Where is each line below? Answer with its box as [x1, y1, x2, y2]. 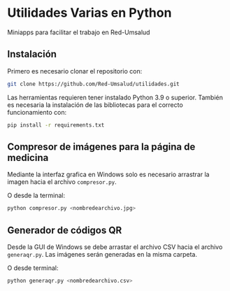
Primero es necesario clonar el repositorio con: [7, 66, 143, 75]
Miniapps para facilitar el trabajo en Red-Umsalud [7, 28, 150, 36]
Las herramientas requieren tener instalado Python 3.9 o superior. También [7, 93, 224, 101]
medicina [7, 152, 49, 164]
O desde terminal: [7, 264, 59, 272]
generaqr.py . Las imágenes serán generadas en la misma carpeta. [7, 250, 198, 258]
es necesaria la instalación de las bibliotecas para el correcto [7, 100, 183, 109]
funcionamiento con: [7, 108, 67, 116]
